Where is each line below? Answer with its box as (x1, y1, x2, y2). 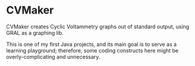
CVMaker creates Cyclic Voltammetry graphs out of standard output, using (6, 23, 190, 30)
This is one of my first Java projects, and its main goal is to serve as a (6, 41, 177, 48)
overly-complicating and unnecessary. (6, 53, 100, 60)
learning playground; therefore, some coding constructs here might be (6, 47, 179, 54)
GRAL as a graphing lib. (6, 29, 64, 36)
